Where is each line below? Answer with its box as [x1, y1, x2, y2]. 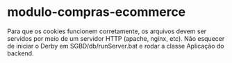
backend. [7, 49, 34, 57]
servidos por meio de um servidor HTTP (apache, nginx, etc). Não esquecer [7, 34, 225, 42]
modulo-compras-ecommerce [7, 4, 186, 20]
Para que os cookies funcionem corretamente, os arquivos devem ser [7, 27, 207, 35]
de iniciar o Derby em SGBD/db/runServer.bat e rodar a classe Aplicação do [7, 42, 224, 50]
